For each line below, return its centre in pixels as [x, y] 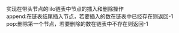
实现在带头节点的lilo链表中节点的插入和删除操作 [65, 9]
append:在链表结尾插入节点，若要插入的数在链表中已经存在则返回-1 [90, 16]
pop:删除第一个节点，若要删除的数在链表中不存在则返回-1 [77, 24]
